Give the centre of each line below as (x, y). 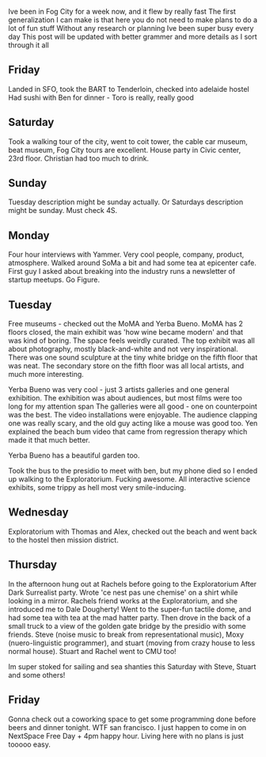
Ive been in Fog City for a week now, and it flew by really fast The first (122, 11)
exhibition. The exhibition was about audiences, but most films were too (125, 398)
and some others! (37, 675)
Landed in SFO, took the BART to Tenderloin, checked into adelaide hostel (129, 89)
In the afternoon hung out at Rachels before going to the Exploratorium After (133, 584)
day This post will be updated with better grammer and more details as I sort (133, 36)
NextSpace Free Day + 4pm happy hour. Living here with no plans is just (126, 736)
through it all (28, 45)
